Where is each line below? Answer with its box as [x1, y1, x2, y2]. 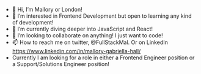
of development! [12, 19, 54, 26]
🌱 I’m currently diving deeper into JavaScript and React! [12, 25, 153, 32]
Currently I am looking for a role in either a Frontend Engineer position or [12, 54, 195, 61]
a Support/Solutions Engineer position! [12, 61, 110, 67]
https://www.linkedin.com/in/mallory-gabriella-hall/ [12, 48, 141, 54]
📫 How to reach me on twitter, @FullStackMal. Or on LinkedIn [12, 39, 168, 46]
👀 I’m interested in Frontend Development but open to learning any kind [12, 12, 192, 20]
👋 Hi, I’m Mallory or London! [12, 6, 82, 13]
